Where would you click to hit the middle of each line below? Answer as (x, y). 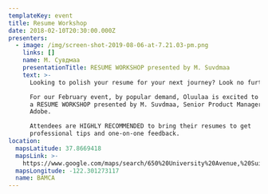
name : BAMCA (35, 178)
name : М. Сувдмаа (51, 61)
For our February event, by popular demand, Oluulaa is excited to (144, 97)
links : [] (39, 53)
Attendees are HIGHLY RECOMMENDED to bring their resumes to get (140, 126)
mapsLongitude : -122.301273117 (67, 171)
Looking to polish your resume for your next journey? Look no (137, 82)
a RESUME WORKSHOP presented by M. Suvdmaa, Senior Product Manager (146, 105)
